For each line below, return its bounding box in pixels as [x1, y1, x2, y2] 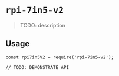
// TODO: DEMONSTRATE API [5, 64, 69, 70]
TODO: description [19, 22, 66, 29]
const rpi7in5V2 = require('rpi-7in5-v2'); [5, 54, 114, 60]
